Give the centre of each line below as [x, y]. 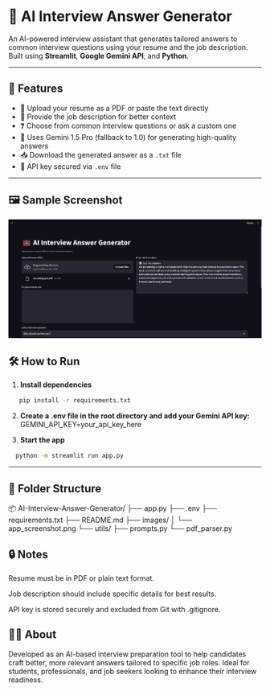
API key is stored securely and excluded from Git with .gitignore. [115, 609]
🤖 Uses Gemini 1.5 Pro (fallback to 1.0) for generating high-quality [128, 137]
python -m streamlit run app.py [70, 456]
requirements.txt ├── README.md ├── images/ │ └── [100, 520]
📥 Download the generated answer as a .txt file [101, 154]
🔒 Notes [28, 555]
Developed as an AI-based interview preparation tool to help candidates [127, 654]
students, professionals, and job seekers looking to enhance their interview [133, 671]
